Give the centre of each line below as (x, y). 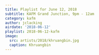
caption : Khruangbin (30, 45)
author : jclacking (24, 23)
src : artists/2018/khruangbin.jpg (44, 41)
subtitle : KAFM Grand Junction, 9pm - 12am (50, 14)
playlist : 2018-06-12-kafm (32, 32)
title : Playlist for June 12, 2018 (41, 9)
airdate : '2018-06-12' (28, 27)
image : (12, 36)
